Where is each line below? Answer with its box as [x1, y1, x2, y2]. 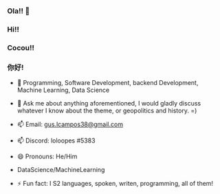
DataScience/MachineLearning [16, 166, 105, 174]
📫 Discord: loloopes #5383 [16, 136, 96, 145]
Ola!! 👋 [7, 6, 30, 16]
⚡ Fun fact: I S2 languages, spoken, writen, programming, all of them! [16, 180, 214, 188]
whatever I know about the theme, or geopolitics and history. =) [16, 106, 197, 115]
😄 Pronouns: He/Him [16, 152, 78, 160]
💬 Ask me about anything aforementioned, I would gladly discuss [16, 99, 201, 108]
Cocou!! [7, 43, 35, 52]
